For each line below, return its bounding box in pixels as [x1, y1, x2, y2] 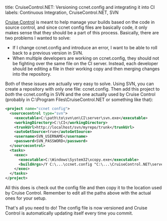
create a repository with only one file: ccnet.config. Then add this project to [5, 86, 160, 92]
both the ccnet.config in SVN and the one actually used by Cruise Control [5, 92, 156, 97]
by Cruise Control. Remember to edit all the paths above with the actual [5, 190, 152, 196]
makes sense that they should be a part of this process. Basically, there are [5, 30, 159, 35]
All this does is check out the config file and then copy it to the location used [5, 185, 162, 191]
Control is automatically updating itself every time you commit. [5, 210, 133, 216]
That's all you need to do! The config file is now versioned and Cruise [5, 205, 148, 211]
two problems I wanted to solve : [5, 35, 71, 41]
